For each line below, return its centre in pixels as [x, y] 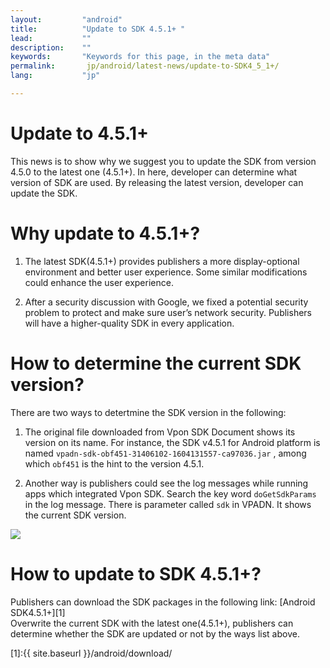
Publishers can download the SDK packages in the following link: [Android [163, 602]
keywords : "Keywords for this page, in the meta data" [140, 57]
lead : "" [51, 38]
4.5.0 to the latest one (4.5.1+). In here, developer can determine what [154, 172]
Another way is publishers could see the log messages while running [166, 483]
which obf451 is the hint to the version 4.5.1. [114, 463]
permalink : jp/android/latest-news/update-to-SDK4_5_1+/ [145, 66]
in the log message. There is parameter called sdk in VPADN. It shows [168, 504]
